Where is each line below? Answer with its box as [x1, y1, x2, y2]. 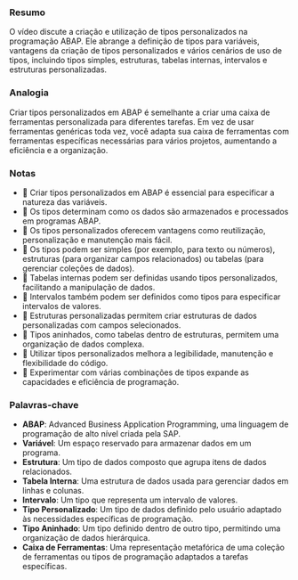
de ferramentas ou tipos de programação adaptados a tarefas [21, 551, 249, 562]
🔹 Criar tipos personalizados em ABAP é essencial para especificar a [21, 187, 275, 198]
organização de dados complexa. [21, 339, 145, 349]
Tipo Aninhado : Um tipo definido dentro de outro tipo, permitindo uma [21, 523, 281, 534]
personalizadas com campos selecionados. [21, 319, 181, 331]
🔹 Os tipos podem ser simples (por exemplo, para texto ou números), [21, 243, 276, 255]
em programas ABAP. [21, 216, 101, 226]
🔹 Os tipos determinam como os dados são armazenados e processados [21, 206, 289, 216]
